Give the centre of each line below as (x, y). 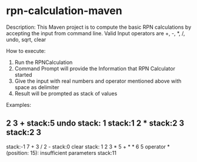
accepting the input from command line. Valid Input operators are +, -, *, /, (96, 33)
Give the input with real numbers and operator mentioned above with (98, 81)
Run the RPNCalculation (44, 62)
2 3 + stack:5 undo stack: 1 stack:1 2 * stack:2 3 (95, 124)
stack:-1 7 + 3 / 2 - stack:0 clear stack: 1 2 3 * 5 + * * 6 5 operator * (88, 146)
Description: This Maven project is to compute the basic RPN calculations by (99, 27)
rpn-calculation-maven (64, 11)
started (23, 75)
